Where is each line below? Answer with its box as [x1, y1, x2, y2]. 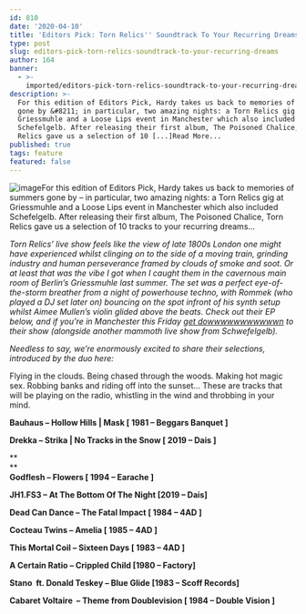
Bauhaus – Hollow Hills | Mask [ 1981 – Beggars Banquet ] [9, 417, 229, 428]
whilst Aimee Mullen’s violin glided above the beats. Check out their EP [9, 306, 276, 317]
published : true [9, 140, 71, 149]
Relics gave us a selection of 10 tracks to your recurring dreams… [9, 220, 256, 232]
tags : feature [9, 148, 64, 157]
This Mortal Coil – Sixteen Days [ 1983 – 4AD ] [9, 542, 185, 553]
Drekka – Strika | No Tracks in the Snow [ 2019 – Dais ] [9, 434, 217, 446]
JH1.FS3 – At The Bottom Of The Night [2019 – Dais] [9, 488, 208, 500]
